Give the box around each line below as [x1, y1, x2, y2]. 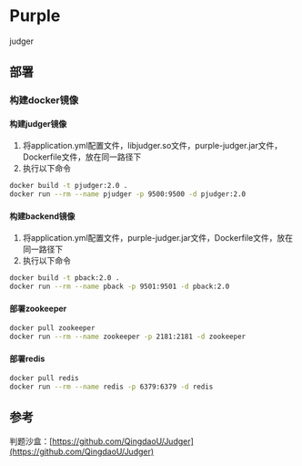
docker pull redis [9, 374, 79, 383]
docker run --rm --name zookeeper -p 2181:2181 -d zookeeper [9, 332, 247, 342]
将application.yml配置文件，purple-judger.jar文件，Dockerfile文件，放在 [22, 233, 294, 243]
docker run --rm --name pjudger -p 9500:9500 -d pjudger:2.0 [9, 190, 247, 199]
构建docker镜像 [9, 94, 79, 107]
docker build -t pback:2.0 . [9, 274, 120, 283]
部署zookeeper [9, 303, 67, 314]
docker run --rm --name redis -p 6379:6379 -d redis [9, 382, 214, 392]
